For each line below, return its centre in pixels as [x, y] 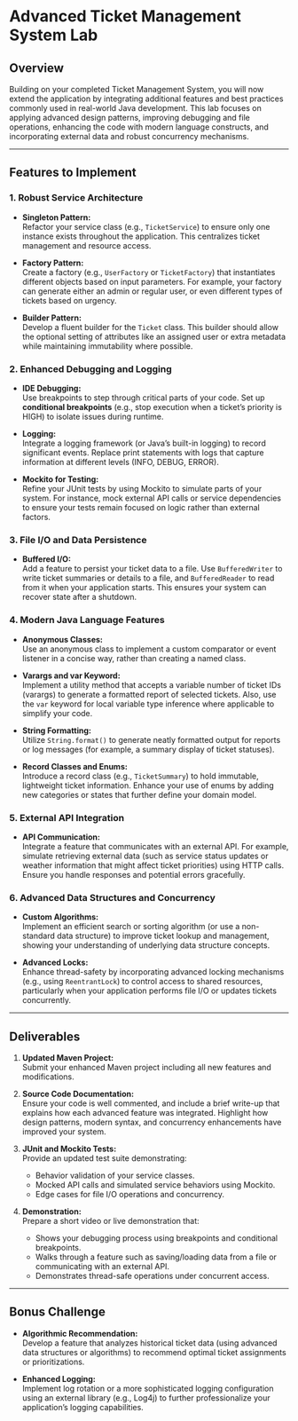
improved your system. [64, 1131]
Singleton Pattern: [56, 217]
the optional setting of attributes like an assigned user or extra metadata [154, 336]
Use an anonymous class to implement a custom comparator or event [149, 649]
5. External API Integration [67, 817]
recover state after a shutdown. [79, 597]
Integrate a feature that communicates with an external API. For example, [155, 846]
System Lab [54, 35]
